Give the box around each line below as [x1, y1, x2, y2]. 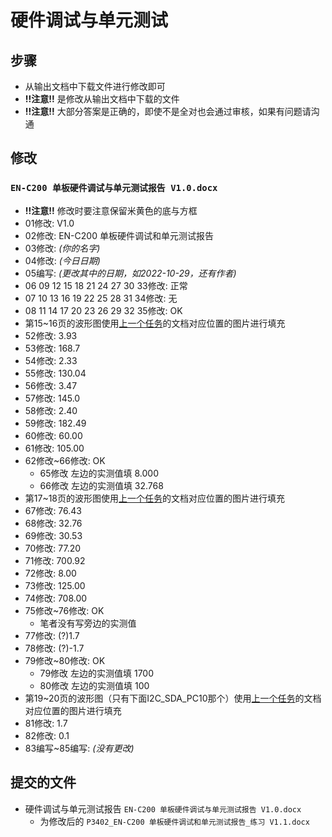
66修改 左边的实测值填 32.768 [39, 479, 164, 491]
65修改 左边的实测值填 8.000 [39, 467, 159, 479]
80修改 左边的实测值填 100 [39, 679, 150, 691]
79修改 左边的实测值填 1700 [39, 667, 154, 679]
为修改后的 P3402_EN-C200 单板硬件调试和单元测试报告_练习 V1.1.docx [39, 815, 310, 827]
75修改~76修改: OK [24, 604, 105, 616]
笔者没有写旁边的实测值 [39, 617, 137, 629]
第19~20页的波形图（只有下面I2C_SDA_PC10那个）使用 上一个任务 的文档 [24, 692, 322, 704]
